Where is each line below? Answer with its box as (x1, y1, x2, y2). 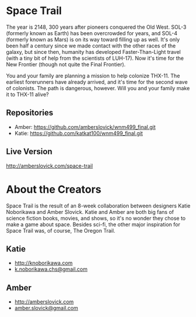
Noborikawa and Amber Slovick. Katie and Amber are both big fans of (6, 208, 174, 215)
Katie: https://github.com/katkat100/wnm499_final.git (14, 129, 143, 137)
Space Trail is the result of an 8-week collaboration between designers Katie (6, 202, 191, 209)
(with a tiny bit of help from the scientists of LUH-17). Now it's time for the (6, 54, 184, 62)
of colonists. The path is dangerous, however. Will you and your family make (6, 84, 190, 91)
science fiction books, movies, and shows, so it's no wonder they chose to (6, 214, 186, 221)
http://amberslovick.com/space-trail (6, 162, 93, 169)
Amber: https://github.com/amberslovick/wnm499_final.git (14, 123, 156, 130)
